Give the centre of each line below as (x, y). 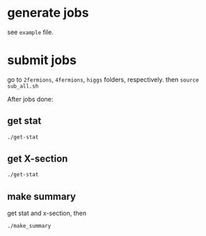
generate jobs (48, 13)
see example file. (30, 32)
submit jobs (42, 60)
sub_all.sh (23, 86)
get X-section (38, 158)
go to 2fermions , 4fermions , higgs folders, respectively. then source (103, 79)
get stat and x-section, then (47, 213)
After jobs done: (30, 99)
